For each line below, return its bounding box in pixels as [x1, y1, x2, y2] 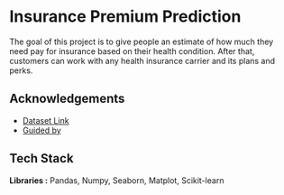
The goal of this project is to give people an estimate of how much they [9, 36, 274, 47]
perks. [9, 65, 33, 76]
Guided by [22, 125, 61, 135]
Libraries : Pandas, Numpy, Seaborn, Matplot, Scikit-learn [9, 174, 224, 186]
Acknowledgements [9, 91, 125, 107]
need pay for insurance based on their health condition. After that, [9, 45, 255, 56]
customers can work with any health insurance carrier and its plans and [9, 55, 276, 66]
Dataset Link [22, 115, 69, 125]
